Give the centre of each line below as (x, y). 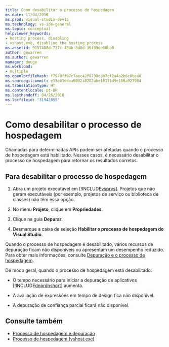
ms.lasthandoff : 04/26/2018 (35, 95)
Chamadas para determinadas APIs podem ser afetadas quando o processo (84, 150)
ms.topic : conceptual (28, 29)
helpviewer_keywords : (28, 34)
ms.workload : (19, 67)
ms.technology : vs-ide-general (38, 24)
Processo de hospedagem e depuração (54, 333)
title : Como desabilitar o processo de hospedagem (60, 10)
